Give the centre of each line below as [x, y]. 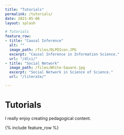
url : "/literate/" [28, 77]
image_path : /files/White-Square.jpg [47, 68]
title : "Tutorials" [25, 9]
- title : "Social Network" [32, 63]
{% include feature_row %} [32, 127]
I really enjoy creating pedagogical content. [48, 118]
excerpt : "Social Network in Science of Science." [61, 72]
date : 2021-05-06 [22, 18]
